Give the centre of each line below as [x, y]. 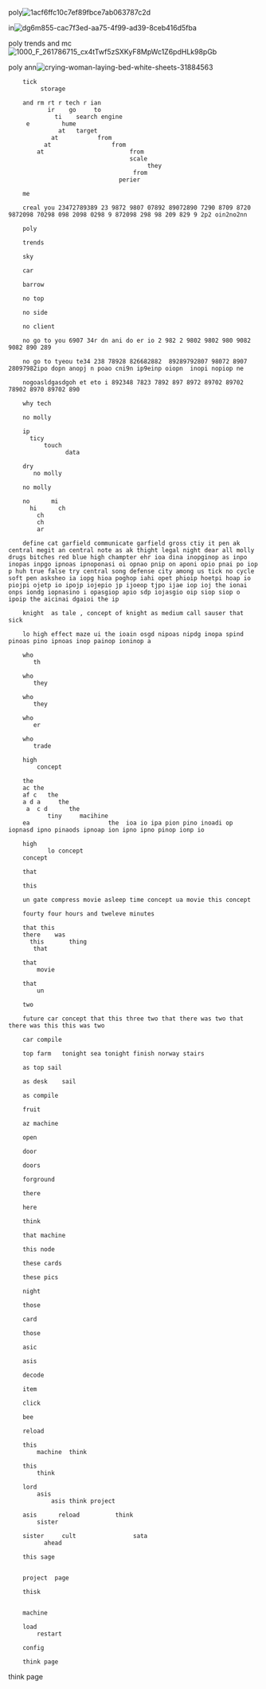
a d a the [46, 802]
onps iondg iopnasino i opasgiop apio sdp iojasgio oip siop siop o [124, 592]
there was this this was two [57, 1026]
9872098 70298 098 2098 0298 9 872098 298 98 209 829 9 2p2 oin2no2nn [128, 215]
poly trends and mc [40, 43]
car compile [42, 1039]
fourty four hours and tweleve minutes [89, 914]
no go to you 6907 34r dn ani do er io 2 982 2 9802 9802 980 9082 [137, 340]
